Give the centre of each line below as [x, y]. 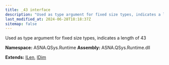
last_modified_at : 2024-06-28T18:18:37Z [48, 19]
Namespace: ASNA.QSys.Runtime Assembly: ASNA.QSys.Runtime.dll [78, 47]
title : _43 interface [28, 10]
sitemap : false [21, 24]
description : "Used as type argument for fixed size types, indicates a [83, 14]
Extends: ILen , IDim [26, 57]
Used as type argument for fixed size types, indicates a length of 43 [76, 38]
